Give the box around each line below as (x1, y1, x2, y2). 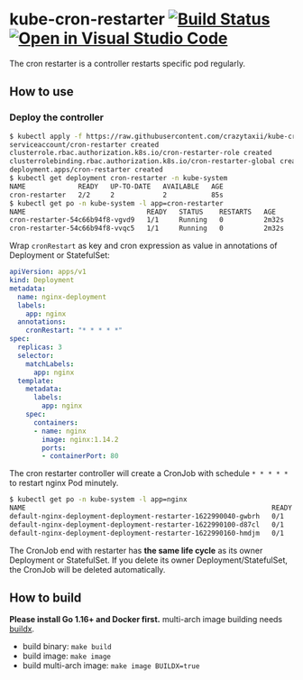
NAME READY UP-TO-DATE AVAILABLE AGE (9, 181, 224, 191)
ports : (41, 443, 67, 453)
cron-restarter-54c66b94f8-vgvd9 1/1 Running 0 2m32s (9, 216, 284, 225)
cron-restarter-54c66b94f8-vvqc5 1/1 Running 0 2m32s (9, 224, 284, 234)
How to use (9, 84, 74, 99)
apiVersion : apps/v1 (9, 267, 87, 277)
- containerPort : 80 (41, 452, 119, 461)
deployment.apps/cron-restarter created (9, 165, 164, 175)
